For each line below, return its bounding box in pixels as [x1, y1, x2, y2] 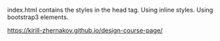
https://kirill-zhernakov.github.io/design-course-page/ [7, 27, 163, 34]
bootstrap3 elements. [7, 13, 69, 21]
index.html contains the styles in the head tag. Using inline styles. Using [7, 6, 214, 14]
